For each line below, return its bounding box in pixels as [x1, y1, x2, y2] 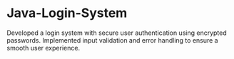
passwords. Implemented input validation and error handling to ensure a [6, 36, 218, 44]
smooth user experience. [6, 43, 80, 52]
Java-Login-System [6, 5, 128, 21]
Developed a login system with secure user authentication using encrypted [6, 28, 228, 37]
